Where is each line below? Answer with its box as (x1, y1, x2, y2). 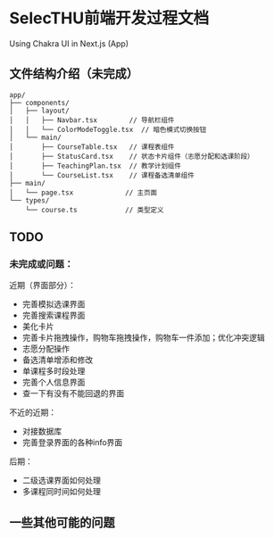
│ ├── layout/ (9, 106, 70, 115)
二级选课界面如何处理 (21, 475, 101, 486)
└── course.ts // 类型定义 (25, 205, 164, 214)
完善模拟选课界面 (21, 299, 86, 310)
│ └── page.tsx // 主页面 (9, 188, 158, 197)
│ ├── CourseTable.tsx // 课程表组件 (9, 142, 175, 152)
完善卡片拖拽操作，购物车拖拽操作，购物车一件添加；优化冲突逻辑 (21, 332, 265, 343)
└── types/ (9, 195, 50, 205)
